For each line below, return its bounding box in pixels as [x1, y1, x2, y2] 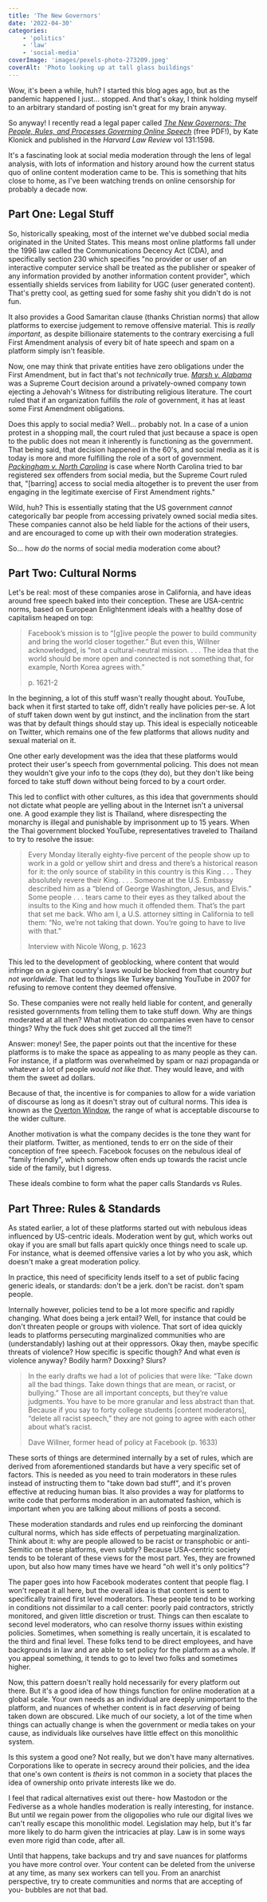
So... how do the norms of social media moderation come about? [8, 544, 221, 553]
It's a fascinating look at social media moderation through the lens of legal [8, 150, 251, 160]
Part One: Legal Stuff [8, 208, 114, 221]
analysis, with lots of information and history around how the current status [8, 159, 255, 168]
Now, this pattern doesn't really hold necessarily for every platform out [8, 1678, 241, 1687]
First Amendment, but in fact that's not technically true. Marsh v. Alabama [8, 370, 253, 379]
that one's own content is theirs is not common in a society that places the [8, 1770, 253, 1779]
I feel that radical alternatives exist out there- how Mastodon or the [8, 1793, 228, 1803]
